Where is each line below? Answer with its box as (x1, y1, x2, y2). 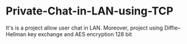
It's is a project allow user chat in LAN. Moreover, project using (5, 24, 163, 31)
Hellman (5, 30, 27, 37)
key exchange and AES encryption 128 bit (27, 30, 132, 37)
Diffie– (164, 24, 181, 31)
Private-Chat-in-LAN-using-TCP (5, 4, 174, 18)
